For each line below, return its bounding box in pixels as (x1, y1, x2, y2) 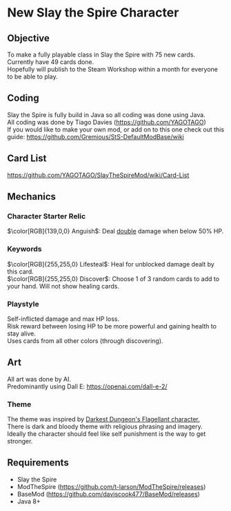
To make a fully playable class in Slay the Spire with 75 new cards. (7, 50, 195, 59)
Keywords (7, 244, 42, 254)
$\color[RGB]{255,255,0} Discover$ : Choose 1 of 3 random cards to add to (7, 274, 219, 283)
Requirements (7, 457, 69, 469)
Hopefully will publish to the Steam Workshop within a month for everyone (7, 65, 219, 73)
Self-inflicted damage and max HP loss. (7, 315, 119, 323)
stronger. (7, 437, 33, 446)
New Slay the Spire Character (7, 5, 179, 21)
